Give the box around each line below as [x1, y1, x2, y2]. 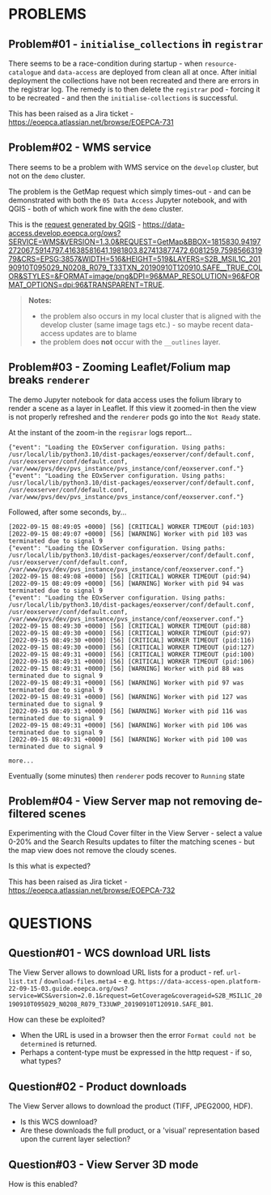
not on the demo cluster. [8, 171, 86, 181]
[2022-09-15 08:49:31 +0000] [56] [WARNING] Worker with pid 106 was [8, 721, 248, 729]
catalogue [8, 69, 42, 77]
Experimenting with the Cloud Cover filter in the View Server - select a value [8, 828, 263, 839]
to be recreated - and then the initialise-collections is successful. [8, 93, 239, 102]
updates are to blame [66, 328, 138, 338]
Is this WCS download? [19, 1117, 98, 1127]
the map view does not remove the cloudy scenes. [8, 846, 176, 856]
